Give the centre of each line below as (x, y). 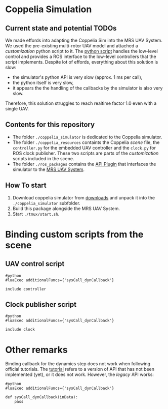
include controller (26, 289)
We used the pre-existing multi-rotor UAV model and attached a (72, 46)
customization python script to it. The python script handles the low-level (81, 51)
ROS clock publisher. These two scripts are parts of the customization (86, 153)
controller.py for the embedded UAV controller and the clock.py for (84, 148)
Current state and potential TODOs (61, 28)
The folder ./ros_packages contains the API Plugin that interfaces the (84, 164)
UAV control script (35, 264)
